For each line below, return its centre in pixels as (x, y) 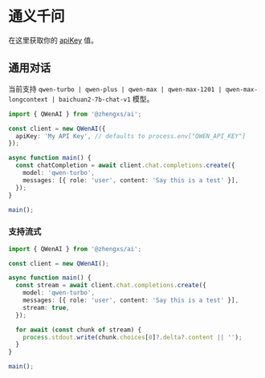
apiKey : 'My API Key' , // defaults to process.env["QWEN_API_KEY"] (131, 136)
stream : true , (46, 307)
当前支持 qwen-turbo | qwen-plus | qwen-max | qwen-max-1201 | (115, 88)
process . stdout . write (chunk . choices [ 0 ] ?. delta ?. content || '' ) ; (132, 337)
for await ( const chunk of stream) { (79, 330)
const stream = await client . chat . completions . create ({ (111, 286)
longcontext (28, 100)
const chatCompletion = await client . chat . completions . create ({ (125, 165)
